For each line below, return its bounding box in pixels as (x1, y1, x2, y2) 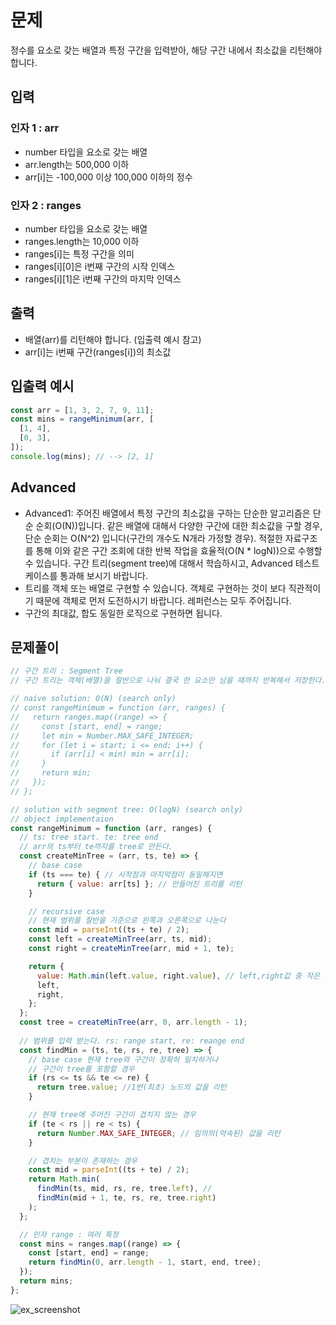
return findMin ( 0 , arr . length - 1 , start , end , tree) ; (28, 1257, 262, 1268)
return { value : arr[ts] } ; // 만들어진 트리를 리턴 (36, 879, 243, 889)
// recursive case (28, 906, 105, 916)
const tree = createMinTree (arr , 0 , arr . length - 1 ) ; (19, 1017, 248, 1028)
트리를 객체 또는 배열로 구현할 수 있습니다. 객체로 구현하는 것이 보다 (24, 582, 287, 594)
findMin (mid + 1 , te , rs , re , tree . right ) (36, 1193, 217, 1203)
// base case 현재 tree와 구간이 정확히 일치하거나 (28, 1054, 219, 1065)
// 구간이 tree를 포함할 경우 (28, 1064, 135, 1074)
